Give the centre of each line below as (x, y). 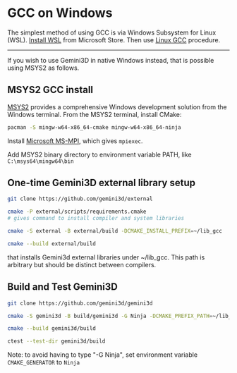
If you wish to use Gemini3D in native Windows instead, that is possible (111, 60)
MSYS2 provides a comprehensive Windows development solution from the (117, 106)
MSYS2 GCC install (50, 90)
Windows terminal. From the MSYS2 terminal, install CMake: (95, 114)
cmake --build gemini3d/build (52, 329)
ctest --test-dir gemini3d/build (56, 341)
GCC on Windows (60, 13)
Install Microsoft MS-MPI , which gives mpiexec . (75, 141)
